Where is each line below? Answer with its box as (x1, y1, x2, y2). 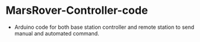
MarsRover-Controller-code (5, 4, 148, 17)
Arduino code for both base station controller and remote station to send (14, 23, 195, 31)
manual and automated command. (14, 29, 100, 37)
